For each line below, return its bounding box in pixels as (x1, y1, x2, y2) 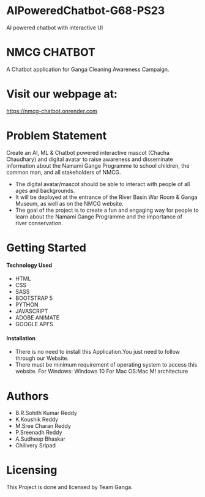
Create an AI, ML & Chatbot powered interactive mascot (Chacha (6, 149, 170, 156)
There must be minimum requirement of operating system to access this (15, 361, 198, 368)
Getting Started (6, 241, 87, 255)
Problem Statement (6, 129, 107, 143)
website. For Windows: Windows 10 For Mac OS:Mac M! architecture (15, 368, 188, 375)
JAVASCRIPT (15, 307, 48, 315)
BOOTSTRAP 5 (15, 294, 53, 302)
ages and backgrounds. (15, 187, 75, 194)
